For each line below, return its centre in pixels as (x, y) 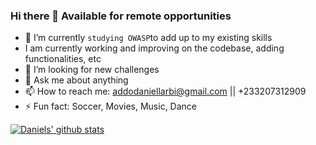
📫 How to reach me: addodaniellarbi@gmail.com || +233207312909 (165, 91)
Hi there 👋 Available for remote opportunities (121, 16)
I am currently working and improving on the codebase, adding (154, 48)
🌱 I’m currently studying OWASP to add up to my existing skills (148, 38)
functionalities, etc (63, 59)
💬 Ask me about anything (76, 80)
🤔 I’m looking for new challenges (92, 70)
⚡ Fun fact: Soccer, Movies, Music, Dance (111, 106)
